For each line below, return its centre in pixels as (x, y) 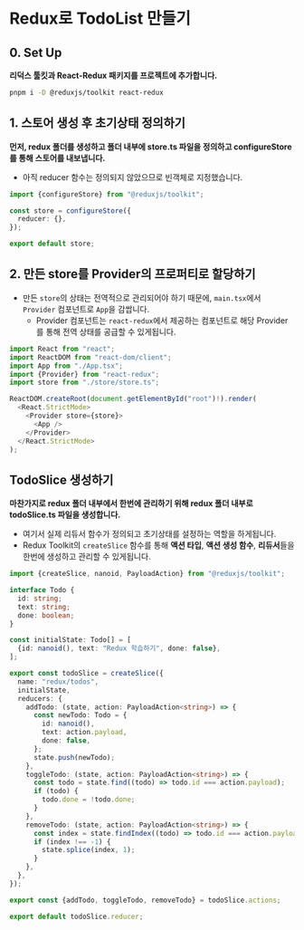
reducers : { (40, 698)
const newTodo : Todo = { (80, 715)
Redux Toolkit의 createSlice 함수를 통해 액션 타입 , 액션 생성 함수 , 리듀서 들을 (158, 545)
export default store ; (52, 244)
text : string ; (44, 607)
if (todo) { (56, 791)
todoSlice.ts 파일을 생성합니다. (65, 515)
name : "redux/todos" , (58, 681)
